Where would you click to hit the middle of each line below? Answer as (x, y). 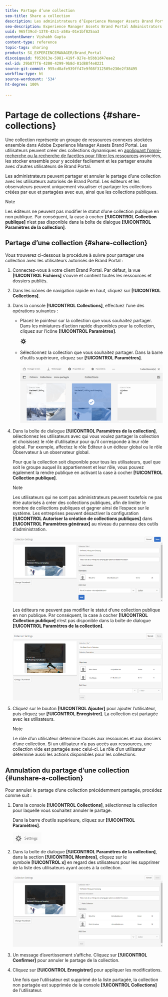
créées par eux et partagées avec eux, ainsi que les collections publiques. (81, 192)
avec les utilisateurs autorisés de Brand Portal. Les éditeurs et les (72, 181)
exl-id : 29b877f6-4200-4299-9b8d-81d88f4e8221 (54, 63)
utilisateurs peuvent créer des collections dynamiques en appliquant (75, 150)
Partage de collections (53, 115)
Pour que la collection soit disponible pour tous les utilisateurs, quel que (86, 462)
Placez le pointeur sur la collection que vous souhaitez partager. (86, 320)
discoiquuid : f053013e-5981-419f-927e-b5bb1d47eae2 (60, 58)
